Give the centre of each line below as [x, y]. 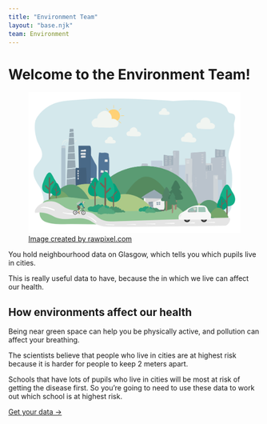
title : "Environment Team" [53, 17]
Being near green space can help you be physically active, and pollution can [134, 331]
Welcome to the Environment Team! [130, 74]
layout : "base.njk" [41, 25]
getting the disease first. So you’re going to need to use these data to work [132, 388]
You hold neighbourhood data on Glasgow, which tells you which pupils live [132, 254]
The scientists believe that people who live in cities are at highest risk [123, 355]
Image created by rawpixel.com [80, 239]
